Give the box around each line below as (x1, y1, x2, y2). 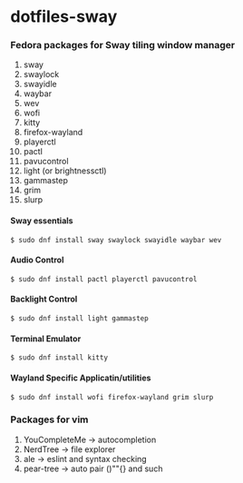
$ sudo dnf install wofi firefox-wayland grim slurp (10, 392, 214, 401)
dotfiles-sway (10, 6, 118, 27)
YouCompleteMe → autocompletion (23, 434, 157, 445)
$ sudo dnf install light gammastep (10, 314, 149, 323)
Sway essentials (10, 215, 73, 226)
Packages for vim (10, 413, 89, 426)
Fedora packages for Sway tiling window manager (10, 39, 235, 52)
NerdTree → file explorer (23, 443, 116, 455)
